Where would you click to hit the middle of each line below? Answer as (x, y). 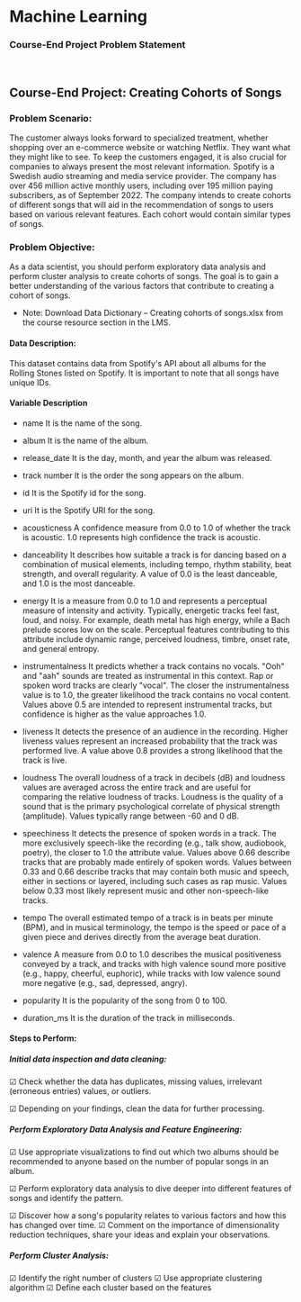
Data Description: (43, 343)
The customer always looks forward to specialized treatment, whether (139, 138)
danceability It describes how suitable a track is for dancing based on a (155, 555)
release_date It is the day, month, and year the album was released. (147, 457)
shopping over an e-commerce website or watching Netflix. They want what (150, 148)
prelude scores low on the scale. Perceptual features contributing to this (156, 629)
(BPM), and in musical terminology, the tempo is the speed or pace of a (154, 927)
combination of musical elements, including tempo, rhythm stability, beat (157, 564)
